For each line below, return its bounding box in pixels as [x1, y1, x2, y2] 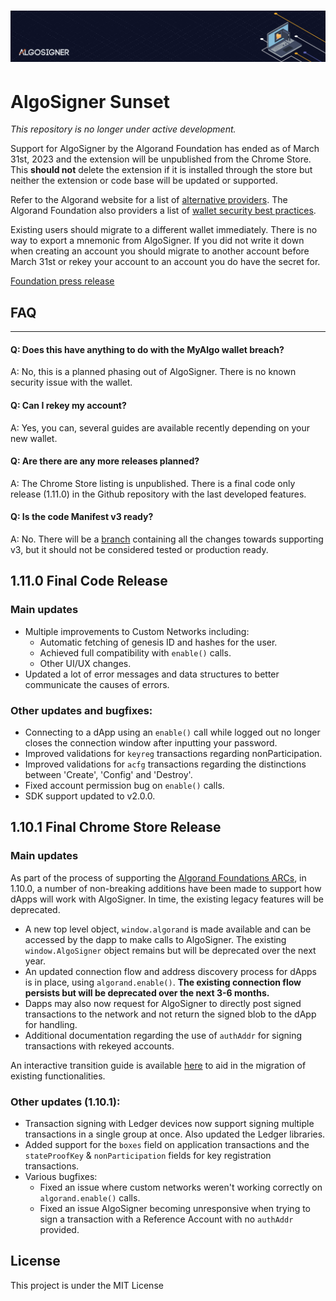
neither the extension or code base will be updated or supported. [10, 175, 278, 187]
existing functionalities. [10, 1070, 106, 1082]
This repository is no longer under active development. [10, 123, 237, 135]
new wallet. [10, 432, 58, 444]
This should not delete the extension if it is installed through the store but [10, 164, 313, 176]
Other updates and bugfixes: [10, 703, 153, 717]
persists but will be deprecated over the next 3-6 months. [24, 986, 270, 999]
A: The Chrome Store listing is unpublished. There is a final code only [10, 477, 296, 489]
